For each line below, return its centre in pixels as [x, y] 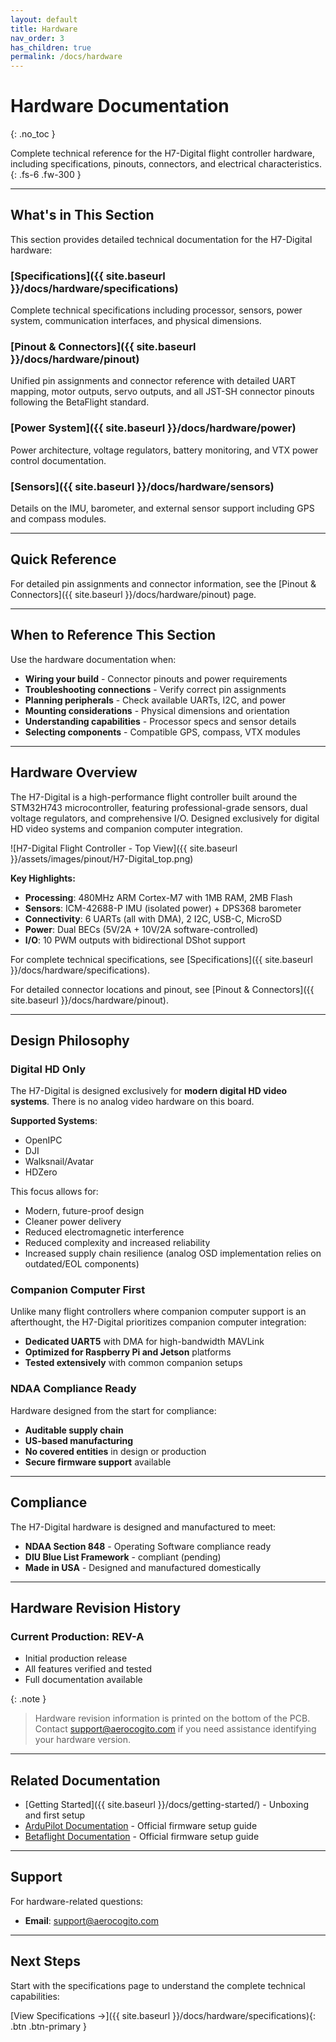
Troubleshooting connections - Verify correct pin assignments [155, 689]
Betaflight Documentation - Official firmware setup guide [142, 1837]
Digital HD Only [48, 1069]
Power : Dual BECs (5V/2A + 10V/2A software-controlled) [141, 929]
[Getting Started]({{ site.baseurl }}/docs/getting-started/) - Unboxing [166, 1805]
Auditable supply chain [74, 1430]
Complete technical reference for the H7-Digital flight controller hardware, [163, 153]
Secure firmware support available [98, 1462]
